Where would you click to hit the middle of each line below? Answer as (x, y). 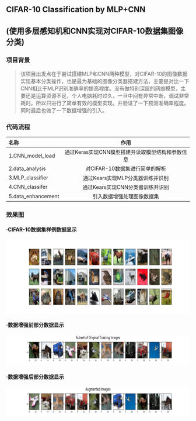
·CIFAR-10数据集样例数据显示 (41, 230)
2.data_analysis (27, 168)
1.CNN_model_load (32, 156)
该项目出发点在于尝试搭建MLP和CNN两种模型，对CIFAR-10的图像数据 (104, 74)
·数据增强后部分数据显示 (35, 377)
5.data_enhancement (34, 196)
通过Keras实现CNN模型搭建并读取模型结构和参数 (123, 152)
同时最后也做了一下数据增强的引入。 (64, 111)
